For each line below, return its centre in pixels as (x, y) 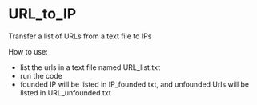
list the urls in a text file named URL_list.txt (90, 67)
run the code (41, 75)
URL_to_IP (42, 14)
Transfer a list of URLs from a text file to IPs (80, 36)
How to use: (28, 51)
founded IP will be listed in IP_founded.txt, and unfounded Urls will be (135, 84)
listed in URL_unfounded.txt (66, 92)
